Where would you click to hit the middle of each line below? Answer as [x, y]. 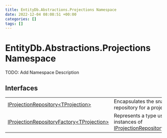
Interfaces [22, 88]
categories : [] [21, 19]
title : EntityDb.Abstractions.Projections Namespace [61, 10]
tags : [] [14, 24]
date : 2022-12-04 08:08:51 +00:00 [41, 14]
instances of [128, 122]
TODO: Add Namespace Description [42, 72]
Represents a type [135, 116]
